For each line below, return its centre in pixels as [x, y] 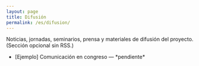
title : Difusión [26, 17]
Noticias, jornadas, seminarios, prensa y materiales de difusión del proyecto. [100, 39]
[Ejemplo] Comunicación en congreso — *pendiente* [80, 57]
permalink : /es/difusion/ [38, 22]
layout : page [22, 11]
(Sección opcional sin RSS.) [40, 45]
